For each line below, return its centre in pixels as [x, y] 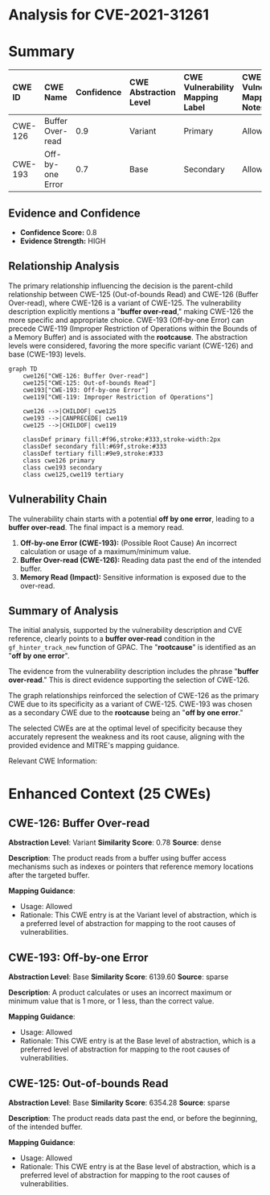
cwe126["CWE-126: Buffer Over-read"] [86, 376]
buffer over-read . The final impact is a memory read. [96, 527]
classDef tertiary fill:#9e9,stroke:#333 [93, 453]
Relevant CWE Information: [53, 761]
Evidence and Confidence [74, 213]
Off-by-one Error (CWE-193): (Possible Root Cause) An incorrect [128, 543]
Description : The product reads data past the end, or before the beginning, [133, 1118]
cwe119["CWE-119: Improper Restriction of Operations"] [119, 397]
